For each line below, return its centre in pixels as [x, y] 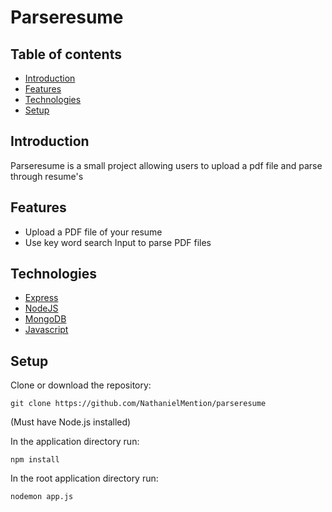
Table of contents [66, 54]
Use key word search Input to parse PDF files [118, 242]
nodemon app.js [42, 497]
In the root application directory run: [84, 478]
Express [41, 298]
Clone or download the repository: [81, 385]
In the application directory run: [75, 442]
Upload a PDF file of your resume [93, 232]
